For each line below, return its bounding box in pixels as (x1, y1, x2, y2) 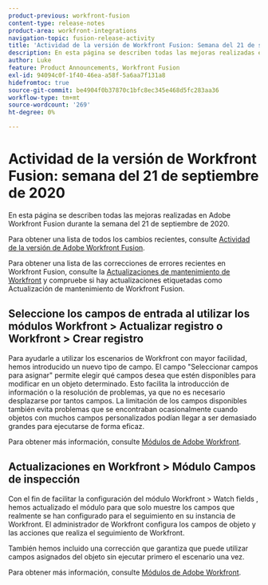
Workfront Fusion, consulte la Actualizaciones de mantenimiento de (8, 266, 231, 276)
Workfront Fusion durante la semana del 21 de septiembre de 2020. (8, 218, 230, 228)
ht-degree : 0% (8, 109, 56, 117)
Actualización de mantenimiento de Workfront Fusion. (8, 283, 185, 293)
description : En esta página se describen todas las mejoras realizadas (8, 49, 255, 57)
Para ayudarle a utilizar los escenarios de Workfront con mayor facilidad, (8, 353, 247, 363)
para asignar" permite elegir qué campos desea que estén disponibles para (8, 370, 257, 380)
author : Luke (8, 57, 52, 65)
